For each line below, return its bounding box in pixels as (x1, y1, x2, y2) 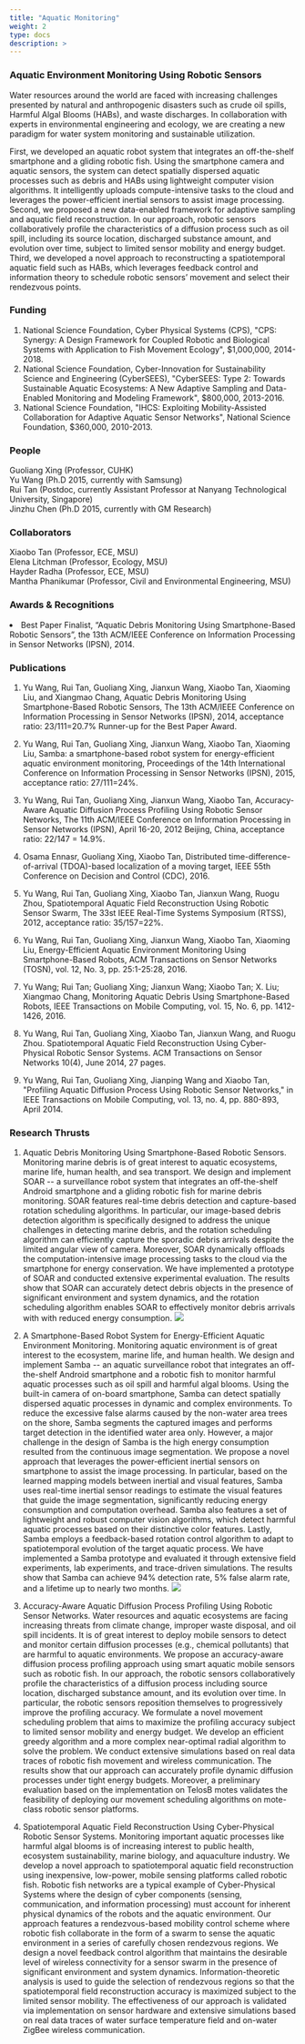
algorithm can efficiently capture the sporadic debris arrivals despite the (22, 1235, 294, 1246)
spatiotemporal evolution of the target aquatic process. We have (22, 1543, 264, 1554)
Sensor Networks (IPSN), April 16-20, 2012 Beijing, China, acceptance (22, 824, 285, 835)
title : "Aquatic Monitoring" (9, 13, 120, 23)
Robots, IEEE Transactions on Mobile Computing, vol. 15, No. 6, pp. (22, 1001, 273, 1012)
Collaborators (9, 526, 72, 539)
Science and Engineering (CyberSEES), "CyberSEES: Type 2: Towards (22, 372, 286, 383)
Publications (9, 661, 66, 674)
